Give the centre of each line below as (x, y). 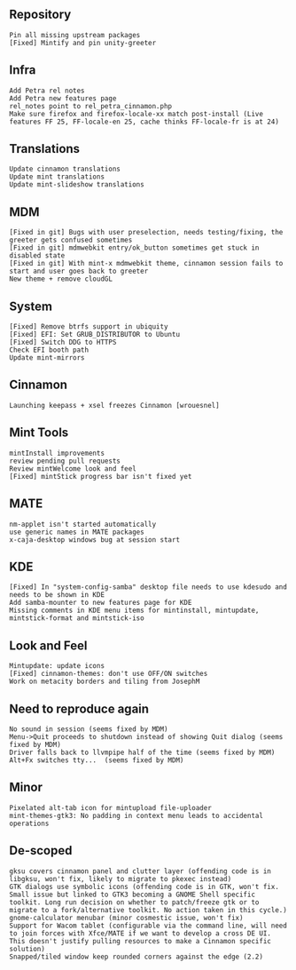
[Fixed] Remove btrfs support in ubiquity (89, 327)
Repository (40, 15)
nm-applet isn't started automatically (83, 524)
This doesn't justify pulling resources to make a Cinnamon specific (140, 941)
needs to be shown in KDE (57, 595)
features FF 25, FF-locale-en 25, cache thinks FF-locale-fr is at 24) (144, 122)
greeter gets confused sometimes (71, 240)
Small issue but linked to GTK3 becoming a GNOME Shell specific (132, 894)
